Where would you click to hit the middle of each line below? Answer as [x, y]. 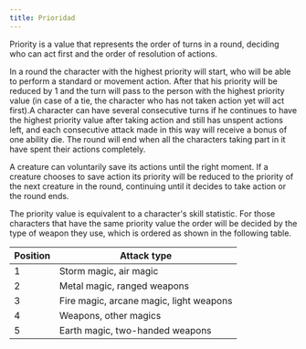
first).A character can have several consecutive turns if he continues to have [153, 110]
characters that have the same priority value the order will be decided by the [153, 223]
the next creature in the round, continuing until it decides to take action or [148, 186]
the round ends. [39, 196]
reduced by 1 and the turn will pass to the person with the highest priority [147, 90]
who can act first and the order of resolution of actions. [113, 53]
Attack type [146, 255]
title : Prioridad [42, 18]
